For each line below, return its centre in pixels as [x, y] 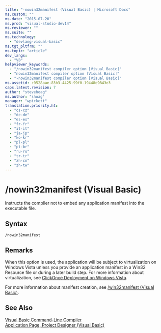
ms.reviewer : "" [22, 28]
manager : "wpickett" [26, 101]
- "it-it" [19, 128]
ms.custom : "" [20, 14]
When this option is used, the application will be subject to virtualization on [81, 262]
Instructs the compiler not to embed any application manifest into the [75, 203]
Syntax [16, 224]
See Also [19, 308]
